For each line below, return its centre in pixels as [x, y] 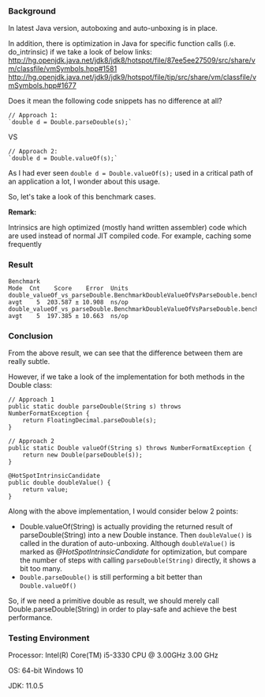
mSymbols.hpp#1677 [42, 85]
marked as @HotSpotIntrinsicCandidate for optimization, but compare [133, 551]
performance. [30, 617]
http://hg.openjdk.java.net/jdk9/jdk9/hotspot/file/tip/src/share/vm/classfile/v [132, 78]
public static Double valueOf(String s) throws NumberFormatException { [130, 448]
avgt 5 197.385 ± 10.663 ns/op [68, 316]
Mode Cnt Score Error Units [68, 288]
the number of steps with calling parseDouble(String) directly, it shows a [138, 560]
